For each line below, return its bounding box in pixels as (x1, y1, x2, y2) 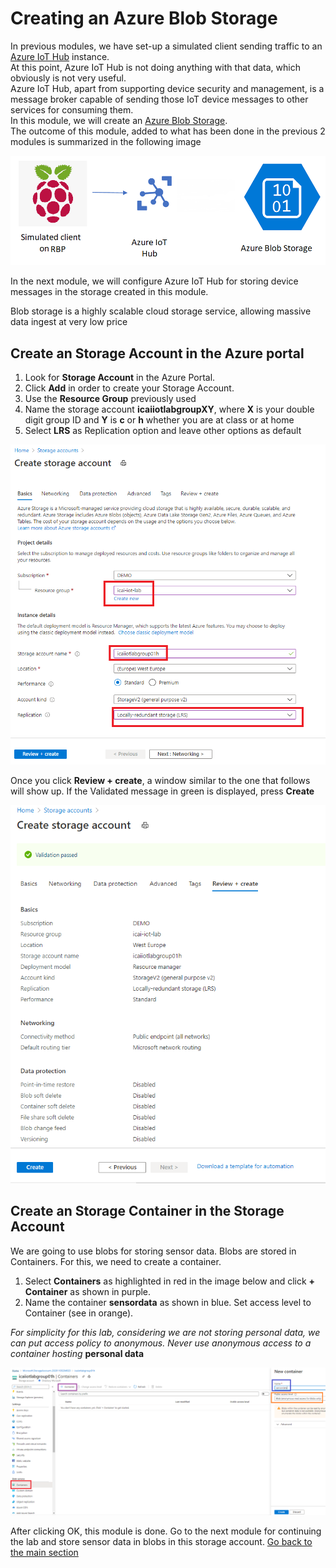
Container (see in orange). (24, 1307, 134, 1319)
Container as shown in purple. (24, 1285, 152, 1297)
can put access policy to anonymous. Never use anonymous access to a (10, 1337, 312, 1349)
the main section (10, 1547, 79, 1559)
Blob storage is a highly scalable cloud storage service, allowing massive (10, 305, 312, 317)
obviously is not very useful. (10, 72, 127, 84)
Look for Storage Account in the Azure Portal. (24, 372, 216, 384)
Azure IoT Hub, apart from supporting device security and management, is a (10, 82, 325, 94)
